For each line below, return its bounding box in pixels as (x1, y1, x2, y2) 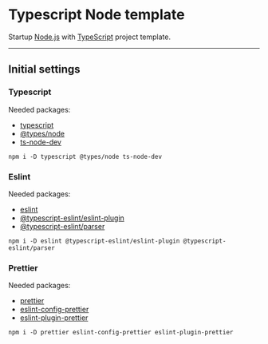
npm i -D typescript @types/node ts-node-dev (8, 152, 162, 160)
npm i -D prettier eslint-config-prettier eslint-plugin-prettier (8, 329, 234, 337)
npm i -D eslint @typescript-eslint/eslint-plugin (8, 237, 180, 245)
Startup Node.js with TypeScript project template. (8, 32, 171, 42)
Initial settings (8, 62, 81, 77)
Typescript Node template (8, 6, 185, 24)
